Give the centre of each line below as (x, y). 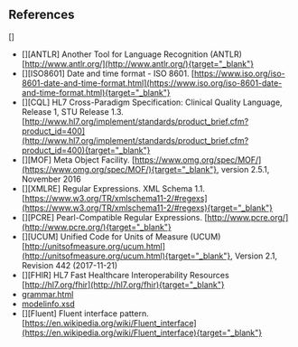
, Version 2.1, (254, 256)
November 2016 (51, 179)
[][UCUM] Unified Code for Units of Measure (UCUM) (121, 236)
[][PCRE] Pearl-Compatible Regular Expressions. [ (115, 217)
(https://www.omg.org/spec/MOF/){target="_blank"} (119, 169)
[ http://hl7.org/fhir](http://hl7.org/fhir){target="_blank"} (123, 285)
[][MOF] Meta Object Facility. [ (78, 159)
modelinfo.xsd (48, 304)
